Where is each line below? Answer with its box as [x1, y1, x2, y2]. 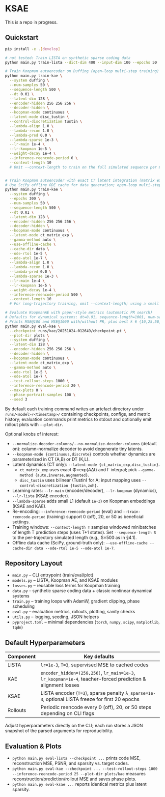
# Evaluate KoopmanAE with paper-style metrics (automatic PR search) [5, 310, 153, 315]
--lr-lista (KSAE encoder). [12, 492, 70, 499]
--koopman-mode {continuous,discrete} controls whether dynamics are [12, 451, 156, 457]
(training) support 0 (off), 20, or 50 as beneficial [46, 513, 144, 519]
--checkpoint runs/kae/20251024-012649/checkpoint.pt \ [9, 328, 126, 333]
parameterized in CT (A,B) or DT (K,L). [12, 456, 90, 462]
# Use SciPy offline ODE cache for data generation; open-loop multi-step [5, 182, 162, 187]
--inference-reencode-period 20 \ [9, 383, 80, 388]
